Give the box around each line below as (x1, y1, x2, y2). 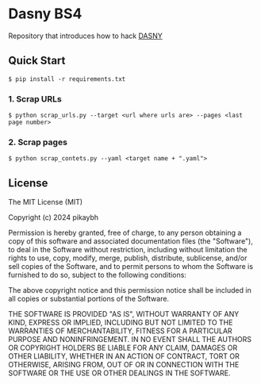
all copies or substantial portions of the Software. (8, 294, 169, 304)
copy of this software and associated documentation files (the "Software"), (8, 236, 254, 246)
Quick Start (8, 54, 66, 67)
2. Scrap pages (8, 136, 67, 148)
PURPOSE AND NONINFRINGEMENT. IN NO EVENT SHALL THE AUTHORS (8, 335, 252, 344)
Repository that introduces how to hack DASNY (8, 31, 163, 40)
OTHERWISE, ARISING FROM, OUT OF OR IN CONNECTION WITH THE (8, 360, 240, 370)
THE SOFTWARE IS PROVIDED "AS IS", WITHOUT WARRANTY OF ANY (8, 309, 240, 319)
